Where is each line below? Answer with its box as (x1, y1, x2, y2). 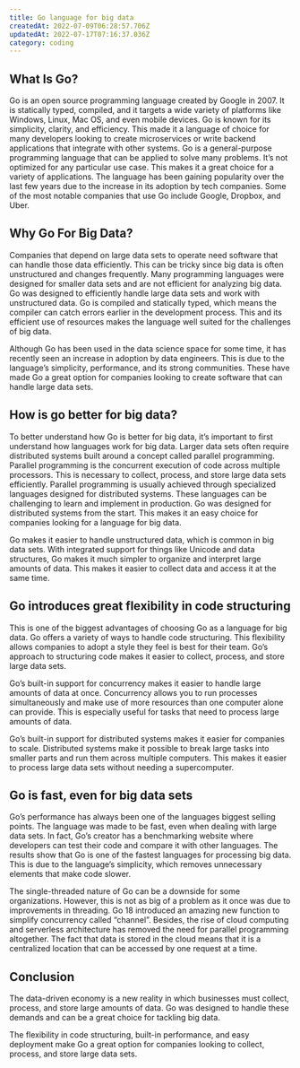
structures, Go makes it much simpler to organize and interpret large (9, 553, 261, 564)
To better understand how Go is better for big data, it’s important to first (9, 431, 273, 442)
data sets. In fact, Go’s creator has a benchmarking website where (9, 830, 253, 841)
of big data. (9, 326, 52, 336)
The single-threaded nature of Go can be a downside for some (9, 886, 240, 897)
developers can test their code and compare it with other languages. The (9, 840, 279, 851)
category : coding (9, 38, 74, 48)
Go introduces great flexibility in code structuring (9, 598, 291, 614)
